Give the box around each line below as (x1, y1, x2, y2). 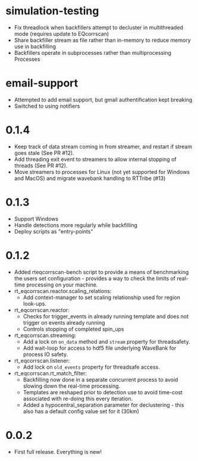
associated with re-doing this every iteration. (23, 395, 133, 402)
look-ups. (23, 300, 47, 307)
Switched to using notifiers (14, 102, 80, 110)
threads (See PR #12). (14, 162, 68, 169)
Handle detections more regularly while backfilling (14, 222, 138, 229)
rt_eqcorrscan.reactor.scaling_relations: (14, 287, 112, 294)
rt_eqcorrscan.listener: (14, 357, 70, 364)
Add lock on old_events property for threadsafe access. (23, 363, 160, 370)
